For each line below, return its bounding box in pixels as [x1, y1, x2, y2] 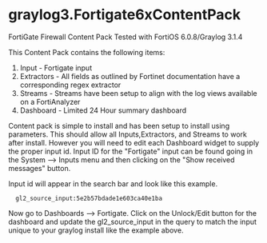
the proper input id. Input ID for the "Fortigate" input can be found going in [8, 146, 253, 156]
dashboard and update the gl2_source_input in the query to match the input [8, 217, 257, 226]
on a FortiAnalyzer [19, 97, 81, 106]
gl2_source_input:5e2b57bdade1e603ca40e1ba [15, 194, 162, 202]
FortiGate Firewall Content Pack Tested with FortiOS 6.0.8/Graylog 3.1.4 [8, 32, 243, 42]
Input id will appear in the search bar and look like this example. [8, 178, 218, 189]
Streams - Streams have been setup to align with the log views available [19, 88, 257, 98]
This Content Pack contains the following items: [8, 47, 165, 57]
